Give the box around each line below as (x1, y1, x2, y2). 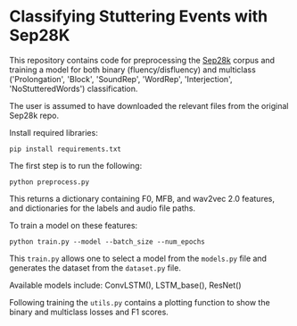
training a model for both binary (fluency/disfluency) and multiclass (9, 64, 256, 75)
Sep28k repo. (9, 110, 60, 121)
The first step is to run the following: (9, 160, 143, 171)
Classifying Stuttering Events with (9, 6, 268, 27)
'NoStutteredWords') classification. (9, 83, 138, 94)
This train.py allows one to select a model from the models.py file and (9, 253, 268, 263)
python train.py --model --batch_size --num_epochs (9, 237, 205, 247)
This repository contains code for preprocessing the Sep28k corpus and (9, 54, 275, 65)
